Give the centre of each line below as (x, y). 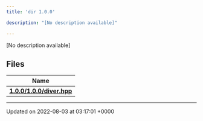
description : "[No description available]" (62, 23)
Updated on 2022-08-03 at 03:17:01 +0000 (60, 111)
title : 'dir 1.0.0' (31, 12)
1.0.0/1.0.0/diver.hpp (41, 91)
